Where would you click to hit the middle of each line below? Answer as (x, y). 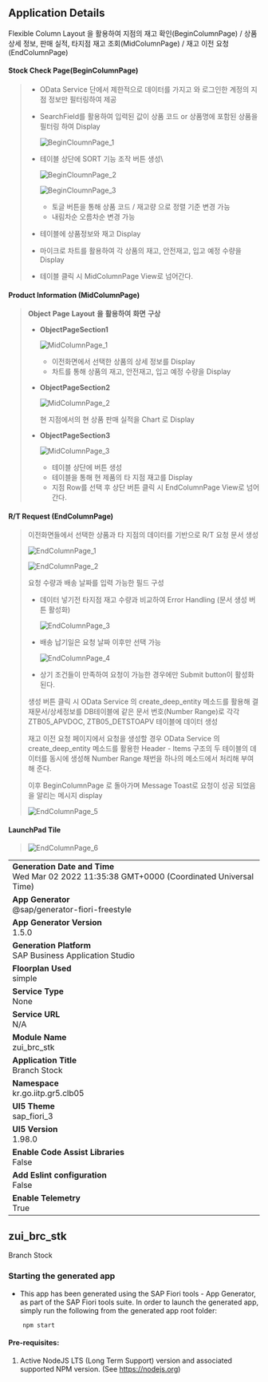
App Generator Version (57, 922)
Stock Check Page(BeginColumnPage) (73, 70)
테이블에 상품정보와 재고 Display (90, 234)
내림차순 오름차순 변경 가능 (93, 217)
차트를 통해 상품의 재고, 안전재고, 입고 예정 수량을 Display (141, 371)
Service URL (36, 1014)
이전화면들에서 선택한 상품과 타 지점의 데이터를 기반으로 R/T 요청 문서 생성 (143, 535)
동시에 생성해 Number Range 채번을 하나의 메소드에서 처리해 (144, 759)
